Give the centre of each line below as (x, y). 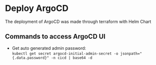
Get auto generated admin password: (49, 48)
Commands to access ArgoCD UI (55, 37)
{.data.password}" (30, 58)
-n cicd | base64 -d (72, 58)
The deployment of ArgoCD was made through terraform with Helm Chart (78, 22)
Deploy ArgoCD (37, 8)
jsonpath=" (131, 54)
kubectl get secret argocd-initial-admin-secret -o (65, 54)
